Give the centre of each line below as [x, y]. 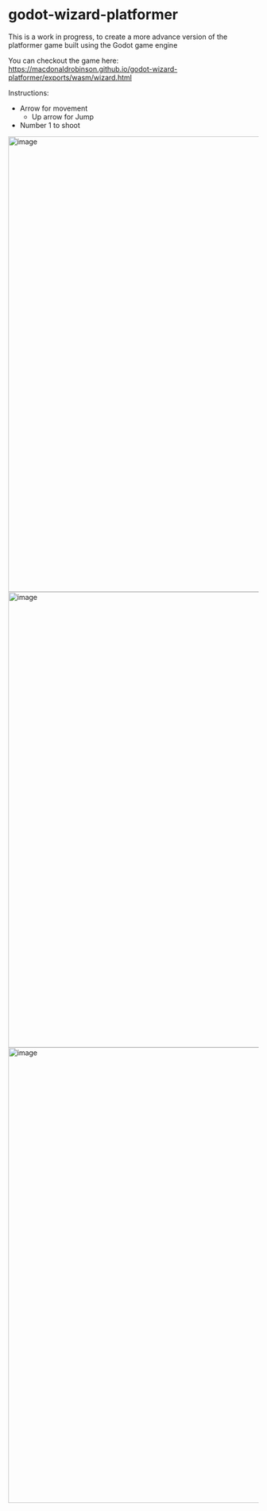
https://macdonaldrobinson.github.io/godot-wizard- [93, 68]
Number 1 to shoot [50, 125]
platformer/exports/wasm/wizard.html [70, 77]
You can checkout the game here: [64, 60]
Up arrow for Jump [62, 116]
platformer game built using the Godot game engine [93, 45]
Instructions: [29, 92]
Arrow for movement [54, 108]
